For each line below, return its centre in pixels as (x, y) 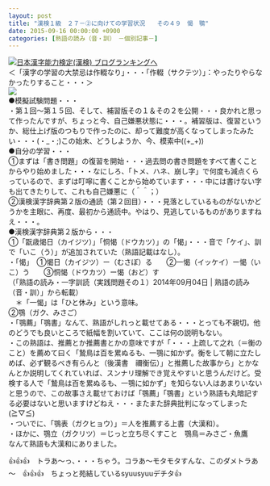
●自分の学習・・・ (40, 151)
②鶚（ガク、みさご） (45, 312)
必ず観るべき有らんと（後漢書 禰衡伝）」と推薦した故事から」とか (141, 363)
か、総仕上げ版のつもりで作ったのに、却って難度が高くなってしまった (124, 131)
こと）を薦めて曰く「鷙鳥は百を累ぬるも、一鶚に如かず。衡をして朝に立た (131, 353)
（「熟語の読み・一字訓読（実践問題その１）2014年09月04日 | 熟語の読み (129, 283)
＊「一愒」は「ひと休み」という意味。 (79, 303)
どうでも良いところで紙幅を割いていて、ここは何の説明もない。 (121, 333)
